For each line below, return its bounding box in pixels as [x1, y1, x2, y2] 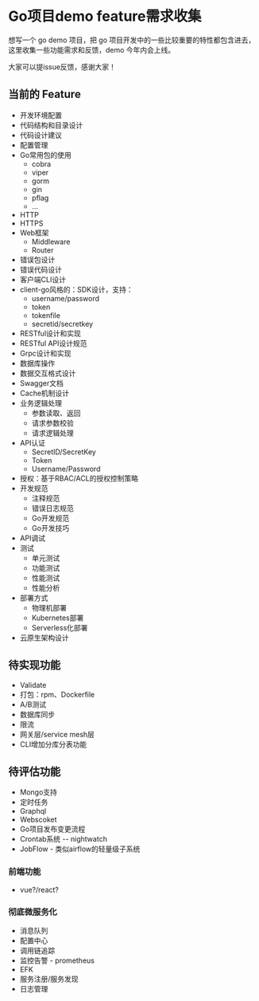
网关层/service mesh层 [19, 729, 95, 739]
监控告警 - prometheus [19, 956, 95, 965]
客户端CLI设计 [19, 274, 66, 284]
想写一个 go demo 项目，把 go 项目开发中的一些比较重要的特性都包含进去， [8, 35, 256, 45]
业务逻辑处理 [19, 398, 62, 407]
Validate [19, 680, 47, 689]
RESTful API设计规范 [19, 338, 87, 347]
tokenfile [31, 310, 61, 320]
